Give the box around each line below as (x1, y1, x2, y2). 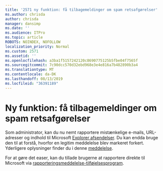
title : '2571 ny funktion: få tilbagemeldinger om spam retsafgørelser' (5, 7, 158, 12)
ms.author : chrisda (5, 12, 45, 17)
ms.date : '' (5, 26, 30, 31)
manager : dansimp (5, 21, 41, 26)
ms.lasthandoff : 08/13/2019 (5, 76, 63, 81)
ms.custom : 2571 (5, 49, 39, 54)
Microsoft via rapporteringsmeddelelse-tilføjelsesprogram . (5, 160, 124, 166)
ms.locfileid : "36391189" (5, 81, 58, 86)
